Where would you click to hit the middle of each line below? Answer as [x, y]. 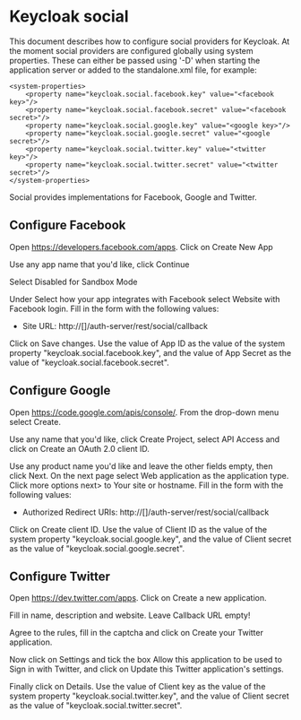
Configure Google [60, 390]
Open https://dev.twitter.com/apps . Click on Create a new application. [138, 598]
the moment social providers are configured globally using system [131, 50]
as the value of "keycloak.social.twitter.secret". [96, 706]
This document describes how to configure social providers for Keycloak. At [150, 41]
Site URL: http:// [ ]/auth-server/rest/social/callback [115, 325]
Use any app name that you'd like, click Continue [99, 264]
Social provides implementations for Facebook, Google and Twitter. [133, 197]
